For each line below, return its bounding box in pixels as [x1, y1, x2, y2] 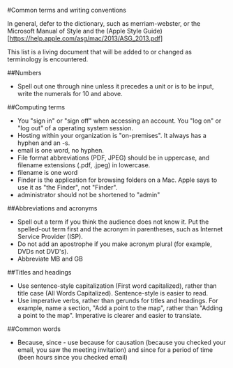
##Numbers [7, 69, 42, 77]
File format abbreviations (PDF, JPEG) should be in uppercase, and [17, 153, 210, 162]
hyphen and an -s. [17, 139, 70, 147]
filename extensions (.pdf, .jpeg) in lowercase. [17, 161, 151, 169]
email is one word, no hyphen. [17, 146, 105, 154]
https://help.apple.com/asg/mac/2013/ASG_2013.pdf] [9, 34, 163, 43]
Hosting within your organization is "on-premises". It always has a [17, 132, 207, 139]
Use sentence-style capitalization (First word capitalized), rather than [17, 282, 218, 290]
